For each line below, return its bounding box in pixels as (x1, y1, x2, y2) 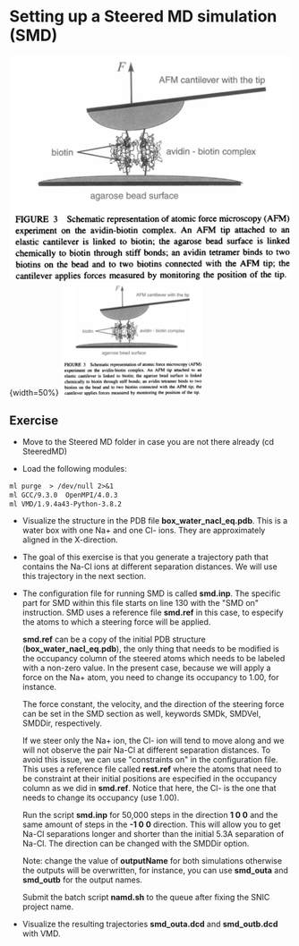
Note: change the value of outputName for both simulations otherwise (21, 856, 283, 866)
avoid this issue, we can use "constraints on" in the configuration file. (21, 754, 278, 765)
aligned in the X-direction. (21, 534, 118, 545)
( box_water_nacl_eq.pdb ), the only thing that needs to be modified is (21, 643, 279, 654)
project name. (21, 901, 74, 912)
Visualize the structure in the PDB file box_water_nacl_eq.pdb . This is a (21, 516, 288, 526)
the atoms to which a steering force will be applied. (21, 617, 211, 627)
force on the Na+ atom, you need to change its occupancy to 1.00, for (21, 672, 279, 683)
